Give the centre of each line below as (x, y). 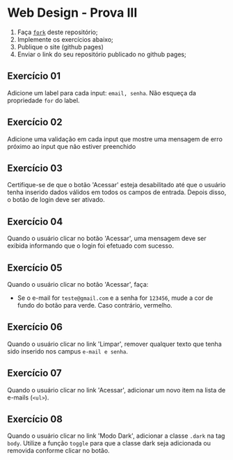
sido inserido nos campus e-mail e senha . (68, 351)
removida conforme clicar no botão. (58, 451)
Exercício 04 (35, 222)
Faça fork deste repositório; (57, 32)
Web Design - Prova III (72, 13)
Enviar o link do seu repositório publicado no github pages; (102, 54)
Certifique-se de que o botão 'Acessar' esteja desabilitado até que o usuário (116, 185)
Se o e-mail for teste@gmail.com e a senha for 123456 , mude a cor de (115, 298)
